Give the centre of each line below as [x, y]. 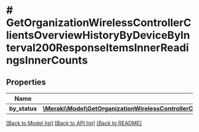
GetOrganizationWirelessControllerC [99, 23]
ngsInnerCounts [47, 60]
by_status [23, 108]
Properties [26, 82]
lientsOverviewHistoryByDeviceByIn [98, 35]
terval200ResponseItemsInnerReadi [98, 48]
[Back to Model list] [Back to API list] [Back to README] [74, 123]
